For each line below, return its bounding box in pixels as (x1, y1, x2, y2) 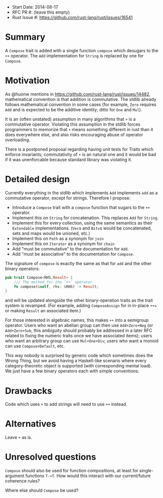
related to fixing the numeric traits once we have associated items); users (5, 333, 152, 339)
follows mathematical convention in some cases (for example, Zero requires (5, 101, 157, 107)
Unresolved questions (5, 452, 96, 462)
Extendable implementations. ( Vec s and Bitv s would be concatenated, (12, 225, 152, 231)
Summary (5, 32, 45, 43)
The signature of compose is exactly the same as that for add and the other (5, 260, 152, 266)
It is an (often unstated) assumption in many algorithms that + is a (5, 116, 136, 122)
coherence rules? (5, 478, 40, 484)
